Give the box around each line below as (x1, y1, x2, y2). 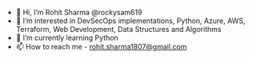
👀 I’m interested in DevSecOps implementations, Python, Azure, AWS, (15, 16, 246, 26)
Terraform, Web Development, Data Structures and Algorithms (15, 25, 222, 33)
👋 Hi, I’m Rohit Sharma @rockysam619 (15, 8, 143, 17)
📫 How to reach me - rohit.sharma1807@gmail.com (15, 42, 187, 51)
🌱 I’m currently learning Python (15, 33, 118, 42)
